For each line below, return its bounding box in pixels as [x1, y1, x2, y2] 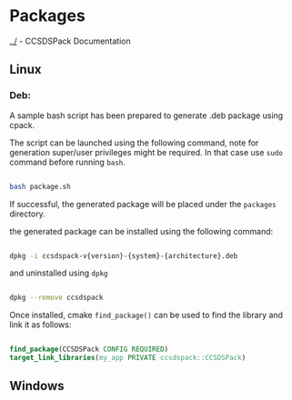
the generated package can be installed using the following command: [9, 225, 274, 236]
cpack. [9, 119, 35, 130]
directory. [9, 208, 45, 219]
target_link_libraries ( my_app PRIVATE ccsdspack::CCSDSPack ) [9, 354, 247, 363]
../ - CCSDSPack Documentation [9, 35, 132, 46]
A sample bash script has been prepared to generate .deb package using [9, 110, 284, 121]
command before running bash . [9, 156, 126, 167]
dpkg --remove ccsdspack [9, 293, 104, 303]
